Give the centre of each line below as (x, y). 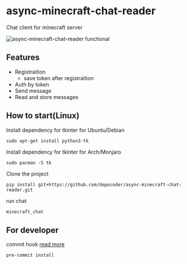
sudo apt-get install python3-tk (47, 141)
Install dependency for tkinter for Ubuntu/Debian (65, 130)
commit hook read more (36, 244)
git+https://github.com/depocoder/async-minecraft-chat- (110, 185)
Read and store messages (47, 97)
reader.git (20, 190)
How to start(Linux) (43, 116)
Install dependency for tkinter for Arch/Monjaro (64, 152)
